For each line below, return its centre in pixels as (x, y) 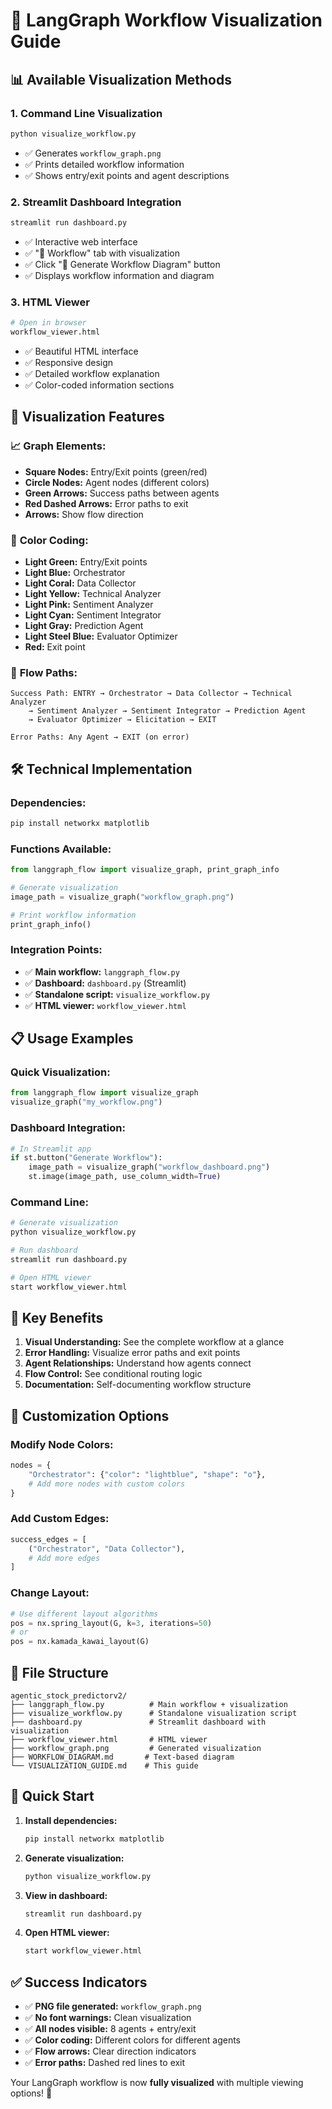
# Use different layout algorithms (84, 1614)
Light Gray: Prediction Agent (84, 625)
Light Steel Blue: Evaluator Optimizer (101, 636)
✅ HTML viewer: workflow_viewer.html (105, 1005)
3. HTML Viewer (50, 302)
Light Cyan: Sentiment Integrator (93, 615)
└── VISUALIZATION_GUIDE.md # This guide (104, 1765)
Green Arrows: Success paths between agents (122, 493)
